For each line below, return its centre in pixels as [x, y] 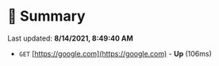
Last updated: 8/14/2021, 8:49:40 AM [71, 38]
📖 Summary [46, 16]
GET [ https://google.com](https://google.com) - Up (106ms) [115, 53]
